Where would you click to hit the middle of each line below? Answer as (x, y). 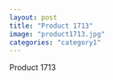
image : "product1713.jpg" (57, 34)
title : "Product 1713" (51, 26)
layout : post (33, 17)
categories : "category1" (55, 42)
